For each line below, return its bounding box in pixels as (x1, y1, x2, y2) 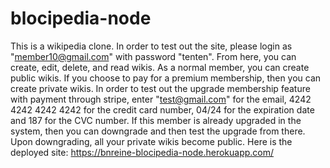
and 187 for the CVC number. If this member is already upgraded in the (10, 114, 302, 126)
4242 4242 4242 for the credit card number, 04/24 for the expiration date (10, 103, 315, 116)
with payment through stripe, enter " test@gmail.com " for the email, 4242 (10, 93, 312, 105)
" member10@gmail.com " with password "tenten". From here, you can (10, 50, 297, 62)
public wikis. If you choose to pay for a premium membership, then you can (10, 72, 322, 84)
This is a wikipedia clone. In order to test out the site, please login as (10, 40, 293, 52)
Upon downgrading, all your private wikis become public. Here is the (10, 135, 293, 147)
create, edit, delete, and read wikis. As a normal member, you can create (10, 61, 310, 73)
